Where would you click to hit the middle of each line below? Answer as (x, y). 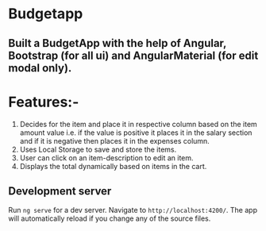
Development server (60, 191)
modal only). (40, 68)
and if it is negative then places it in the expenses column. (115, 141)
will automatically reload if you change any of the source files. (110, 218)
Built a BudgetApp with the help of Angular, (118, 43)
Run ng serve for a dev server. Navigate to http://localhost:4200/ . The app (133, 210)
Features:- (44, 102)
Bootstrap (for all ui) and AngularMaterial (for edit (133, 55)
